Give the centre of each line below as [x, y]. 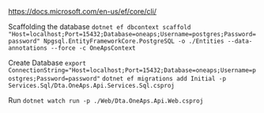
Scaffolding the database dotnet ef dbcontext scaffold [100, 26]
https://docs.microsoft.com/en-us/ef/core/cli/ [82, 11]
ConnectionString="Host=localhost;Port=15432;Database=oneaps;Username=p [132, 70]
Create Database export [47, 63]
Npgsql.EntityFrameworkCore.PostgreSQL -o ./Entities [134, 41]
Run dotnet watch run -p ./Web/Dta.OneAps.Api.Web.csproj [106, 100]
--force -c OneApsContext [93, 48]
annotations [28, 48]
